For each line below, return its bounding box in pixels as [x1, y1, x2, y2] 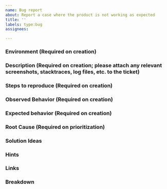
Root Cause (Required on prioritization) [5, 123, 105, 130]
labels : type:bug [5, 22, 43, 27]
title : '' [5, 17, 27, 22]
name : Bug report [5, 7, 43, 13]
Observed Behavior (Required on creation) [5, 96, 113, 103]
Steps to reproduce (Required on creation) [5, 82, 113, 89]
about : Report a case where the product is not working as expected [5, 12, 155, 17]
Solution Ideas [5, 137, 42, 144]
